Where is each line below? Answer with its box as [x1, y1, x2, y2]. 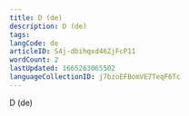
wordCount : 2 [9, 55, 59, 64]
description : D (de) [9, 22, 88, 31]
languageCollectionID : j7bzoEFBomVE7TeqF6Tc [9, 72, 181, 82]
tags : [9, 30, 30, 39]
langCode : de [9, 38, 59, 48]
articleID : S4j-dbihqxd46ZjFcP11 [9, 47, 136, 56]
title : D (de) [9, 13, 64, 23]
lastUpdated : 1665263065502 [9, 64, 116, 73]
